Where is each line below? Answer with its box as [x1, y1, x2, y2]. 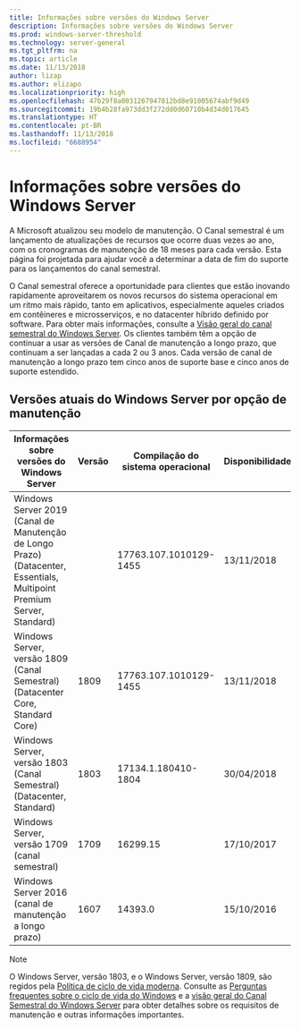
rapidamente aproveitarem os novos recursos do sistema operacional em [9, 290, 279, 301]
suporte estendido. [9, 366, 79, 377]
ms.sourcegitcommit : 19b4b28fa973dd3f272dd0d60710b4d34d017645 [9, 105, 250, 114]
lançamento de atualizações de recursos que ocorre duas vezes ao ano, [9, 234, 275, 245]
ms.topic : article [9, 55, 78, 64]
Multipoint [13, 582, 56, 594]
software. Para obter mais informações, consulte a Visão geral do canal [9, 319, 272, 329]
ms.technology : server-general [9, 38, 126, 47]
